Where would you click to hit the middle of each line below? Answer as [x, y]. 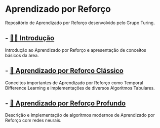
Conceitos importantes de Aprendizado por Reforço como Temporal [74, 83]
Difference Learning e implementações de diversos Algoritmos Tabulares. [80, 88]
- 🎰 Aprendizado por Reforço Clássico [64, 71]
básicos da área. [22, 55]
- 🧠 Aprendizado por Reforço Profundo [65, 103]
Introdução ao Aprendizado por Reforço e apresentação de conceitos [76, 50]
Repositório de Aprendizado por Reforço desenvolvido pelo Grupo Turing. [80, 23]
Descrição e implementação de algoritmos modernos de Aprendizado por [80, 115]
